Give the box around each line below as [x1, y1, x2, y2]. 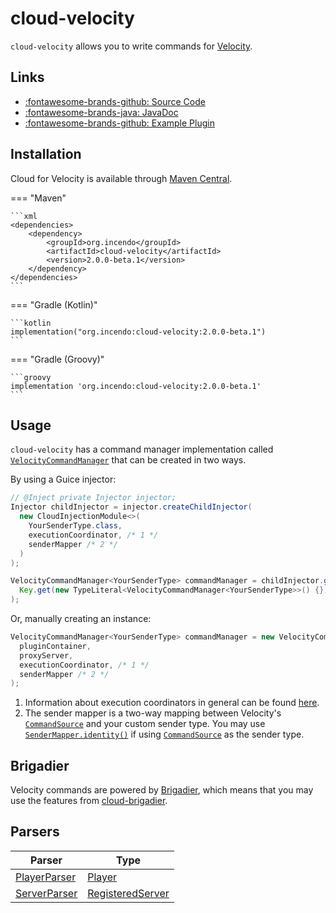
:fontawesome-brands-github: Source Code [24, 95, 206, 107]
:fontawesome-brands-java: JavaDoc [24, 106, 179, 118]
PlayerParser [15, 870, 77, 884]
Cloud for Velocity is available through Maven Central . [10, 172, 233, 184]
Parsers [10, 823, 60, 841]
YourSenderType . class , [28, 521, 123, 531]
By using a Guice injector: [10, 473, 117, 486]
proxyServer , [19, 650, 74, 661]
